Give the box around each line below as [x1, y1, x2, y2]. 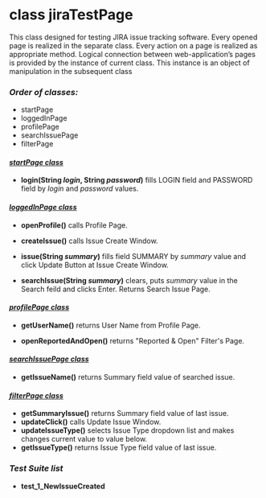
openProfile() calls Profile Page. [20, 220, 128, 230]
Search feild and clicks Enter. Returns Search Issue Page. [20, 284, 211, 294]
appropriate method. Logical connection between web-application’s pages [9, 49, 256, 59]
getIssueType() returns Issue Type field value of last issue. [20, 442, 217, 452]
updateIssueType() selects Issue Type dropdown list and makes [20, 426, 235, 435]
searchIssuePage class [9, 354, 89, 364]
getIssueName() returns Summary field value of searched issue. [20, 372, 235, 382]
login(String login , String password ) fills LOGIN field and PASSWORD [20, 175, 253, 185]
